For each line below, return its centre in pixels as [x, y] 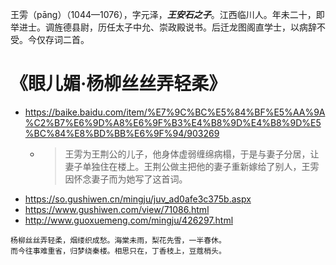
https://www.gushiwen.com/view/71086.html [117, 209]
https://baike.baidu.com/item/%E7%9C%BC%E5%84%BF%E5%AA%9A [175, 112]
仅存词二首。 [63, 39]
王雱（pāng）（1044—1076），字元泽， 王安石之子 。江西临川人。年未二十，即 [167, 14]
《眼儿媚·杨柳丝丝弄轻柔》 [118, 84]
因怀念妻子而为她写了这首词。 [126, 179]
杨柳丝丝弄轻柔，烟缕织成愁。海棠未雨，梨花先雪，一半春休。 [118, 240]
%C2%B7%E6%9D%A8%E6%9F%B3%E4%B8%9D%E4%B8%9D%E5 [173, 122]
